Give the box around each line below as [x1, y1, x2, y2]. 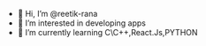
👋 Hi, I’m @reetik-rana [17, 9, 98, 19]
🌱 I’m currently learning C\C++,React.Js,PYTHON [17, 27, 198, 37]
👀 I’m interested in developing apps [17, 18, 146, 28]
